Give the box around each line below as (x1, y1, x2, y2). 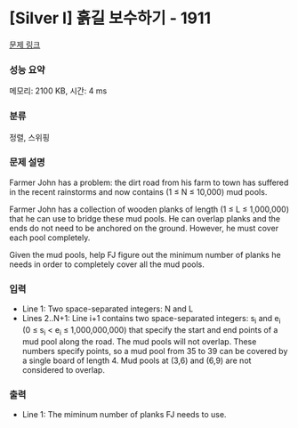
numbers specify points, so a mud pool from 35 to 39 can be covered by (21, 345, 288, 356)
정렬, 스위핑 (9, 132, 51, 142)
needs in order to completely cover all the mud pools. (9, 259, 205, 270)
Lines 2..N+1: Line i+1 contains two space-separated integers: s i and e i (21, 313, 281, 326)
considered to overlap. (21, 364, 105, 375)
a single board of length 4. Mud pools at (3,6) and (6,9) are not (21, 355, 252, 366)
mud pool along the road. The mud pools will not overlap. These (21, 335, 257, 347)
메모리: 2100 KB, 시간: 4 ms (9, 85, 108, 96)
